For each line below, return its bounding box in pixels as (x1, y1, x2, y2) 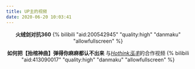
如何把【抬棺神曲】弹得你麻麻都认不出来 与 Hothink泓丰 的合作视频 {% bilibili (6, 49, 190, 56)
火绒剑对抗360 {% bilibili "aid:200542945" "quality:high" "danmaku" (15, 30, 181, 38)
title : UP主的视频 (6, 8, 48, 15)
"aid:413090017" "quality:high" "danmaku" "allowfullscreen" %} (21, 56, 175, 63)
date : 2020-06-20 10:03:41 (6, 14, 72, 20)
